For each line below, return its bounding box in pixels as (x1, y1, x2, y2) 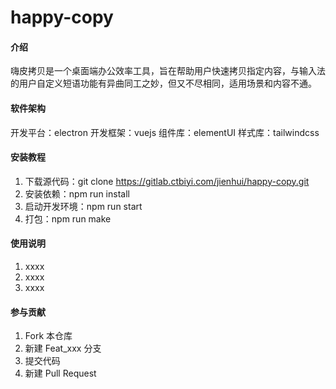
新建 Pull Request (24, 367, 97, 380)
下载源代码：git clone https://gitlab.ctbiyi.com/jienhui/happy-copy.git (24, 175, 310, 187)
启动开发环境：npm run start (24, 200, 143, 212)
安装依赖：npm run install (24, 187, 130, 200)
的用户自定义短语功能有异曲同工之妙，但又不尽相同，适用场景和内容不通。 (10, 77, 317, 90)
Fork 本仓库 (24, 330, 73, 342)
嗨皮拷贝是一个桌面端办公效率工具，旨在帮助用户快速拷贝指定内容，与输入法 (10, 65, 326, 77)
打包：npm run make (24, 212, 112, 225)
